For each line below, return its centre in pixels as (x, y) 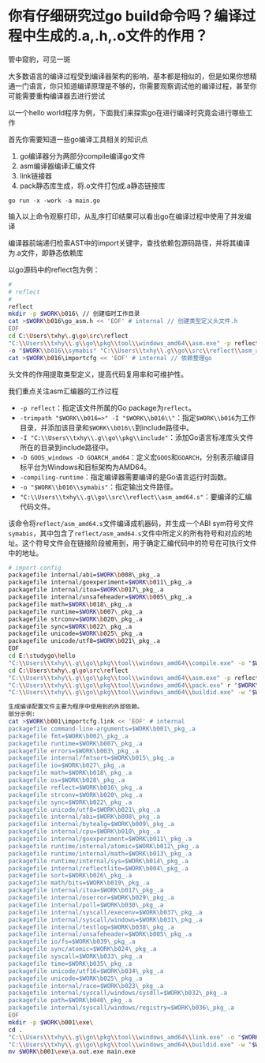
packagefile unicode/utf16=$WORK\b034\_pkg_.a (86, 971)
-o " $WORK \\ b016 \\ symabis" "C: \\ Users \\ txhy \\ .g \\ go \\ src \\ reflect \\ (125, 351)
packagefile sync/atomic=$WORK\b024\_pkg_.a (82, 949)
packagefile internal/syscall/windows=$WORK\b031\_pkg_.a (105, 920)
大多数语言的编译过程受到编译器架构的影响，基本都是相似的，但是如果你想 (129, 76)
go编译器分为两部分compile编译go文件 (82, 156)
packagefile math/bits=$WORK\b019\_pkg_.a (79, 883)
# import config (35, 568)
